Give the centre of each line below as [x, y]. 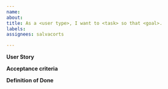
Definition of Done [30, 81]
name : [13, 12]
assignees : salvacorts [35, 35]
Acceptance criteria [32, 69]
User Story [20, 57]
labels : [16, 29]
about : [15, 18]
